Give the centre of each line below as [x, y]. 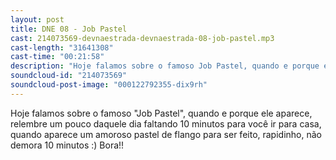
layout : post [37, 19]
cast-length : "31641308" [62, 47]
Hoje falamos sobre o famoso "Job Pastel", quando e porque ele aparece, [161, 113]
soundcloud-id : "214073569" [69, 76]
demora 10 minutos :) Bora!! [67, 145]
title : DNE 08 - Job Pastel [69, 29]
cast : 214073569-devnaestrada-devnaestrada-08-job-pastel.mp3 [142, 38]
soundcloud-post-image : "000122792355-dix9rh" [109, 85]
